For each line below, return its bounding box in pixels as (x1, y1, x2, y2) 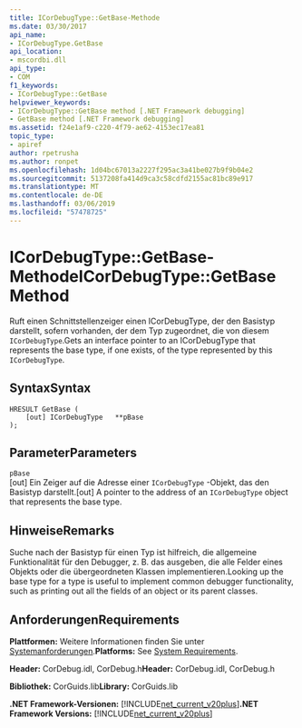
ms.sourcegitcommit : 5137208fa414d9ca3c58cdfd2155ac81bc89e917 (9, 174, 254, 183)
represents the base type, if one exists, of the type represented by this (9, 344, 273, 355)
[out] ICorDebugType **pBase (25, 413, 144, 422)
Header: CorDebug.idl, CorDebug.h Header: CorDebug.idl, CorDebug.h (9, 663, 275, 673)
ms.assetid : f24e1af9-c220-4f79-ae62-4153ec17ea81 (9, 124, 205, 133)
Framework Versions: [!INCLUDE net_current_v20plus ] (9, 708, 213, 719)
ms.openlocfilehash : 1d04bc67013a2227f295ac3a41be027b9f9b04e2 (9, 165, 254, 175)
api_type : (9, 65, 47, 74)
